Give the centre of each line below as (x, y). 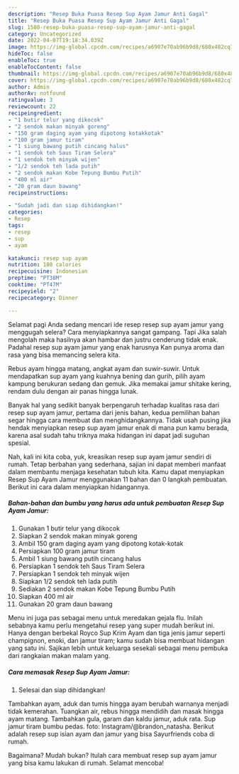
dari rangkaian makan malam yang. (59, 656)
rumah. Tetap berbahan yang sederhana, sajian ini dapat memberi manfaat (117, 464)
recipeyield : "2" (34, 291)
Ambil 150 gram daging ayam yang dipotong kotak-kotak (101, 544)
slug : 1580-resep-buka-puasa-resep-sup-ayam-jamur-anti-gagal (102, 27)
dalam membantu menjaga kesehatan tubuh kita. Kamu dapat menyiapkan (116, 471)
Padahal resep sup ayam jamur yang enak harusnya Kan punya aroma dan (116, 347)
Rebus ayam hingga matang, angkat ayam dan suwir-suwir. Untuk (104, 368)
